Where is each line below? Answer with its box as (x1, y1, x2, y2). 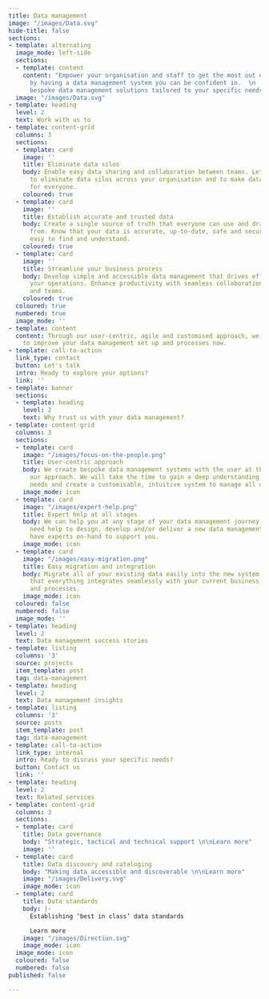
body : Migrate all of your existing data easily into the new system (22, 570, 260, 578)
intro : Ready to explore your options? (15, 369, 149, 377)
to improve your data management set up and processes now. (22, 339, 227, 347)
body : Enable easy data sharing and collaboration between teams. (22, 168, 249, 176)
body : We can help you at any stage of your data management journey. (22, 518, 263, 526)
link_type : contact (15, 354, 81, 363)
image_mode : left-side (15, 49, 91, 57)
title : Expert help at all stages (22, 510, 138, 519)
